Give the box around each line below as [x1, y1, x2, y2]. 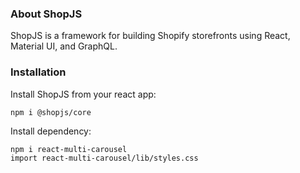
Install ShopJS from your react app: [10, 88, 157, 100]
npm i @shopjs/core [10, 107, 92, 117]
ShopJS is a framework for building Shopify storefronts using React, [10, 30, 291, 42]
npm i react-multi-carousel [10, 144, 128, 154]
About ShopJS [10, 7, 83, 21]
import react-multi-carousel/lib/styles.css [10, 153, 199, 163]
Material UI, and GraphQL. [10, 40, 118, 52]
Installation [10, 65, 67, 79]
